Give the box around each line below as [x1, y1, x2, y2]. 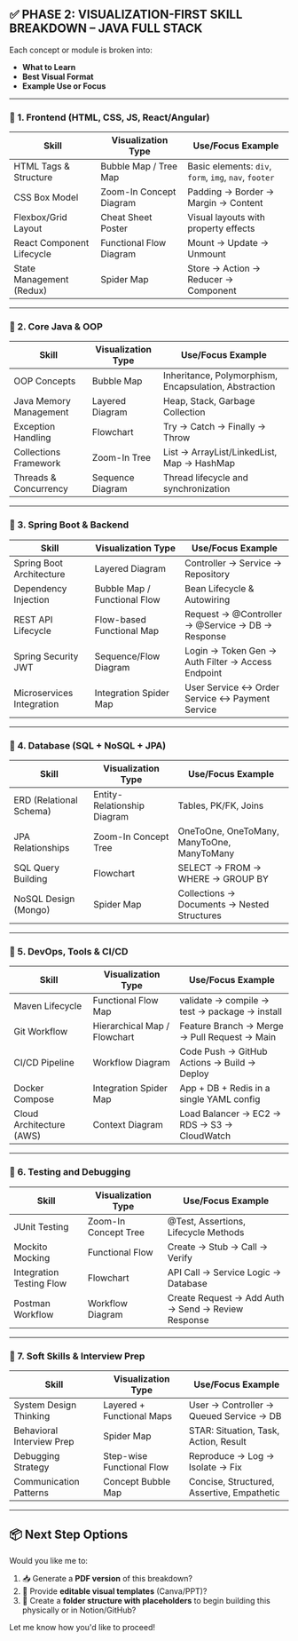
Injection [13, 593, 51, 606]
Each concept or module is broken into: [9, 44, 153, 55]
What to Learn [21, 61, 76, 72]
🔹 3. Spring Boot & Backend [9, 519, 129, 531]
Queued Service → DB [189, 1409, 282, 1422]
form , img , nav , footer [187, 171, 275, 184]
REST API [13, 613, 53, 625]
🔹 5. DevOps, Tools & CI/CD [9, 945, 129, 957]
